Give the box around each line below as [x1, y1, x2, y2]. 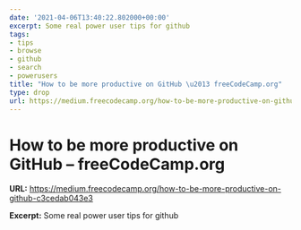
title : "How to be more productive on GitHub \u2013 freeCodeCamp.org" [9, 80, 282, 89]
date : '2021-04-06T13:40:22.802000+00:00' [9, 13, 170, 22]
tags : [9, 30, 30, 38]
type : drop [9, 88, 50, 97]
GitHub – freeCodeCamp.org [9, 154, 226, 175]
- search [9, 64, 42, 72]
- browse [9, 47, 42, 55]
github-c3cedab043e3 [9, 193, 94, 204]
